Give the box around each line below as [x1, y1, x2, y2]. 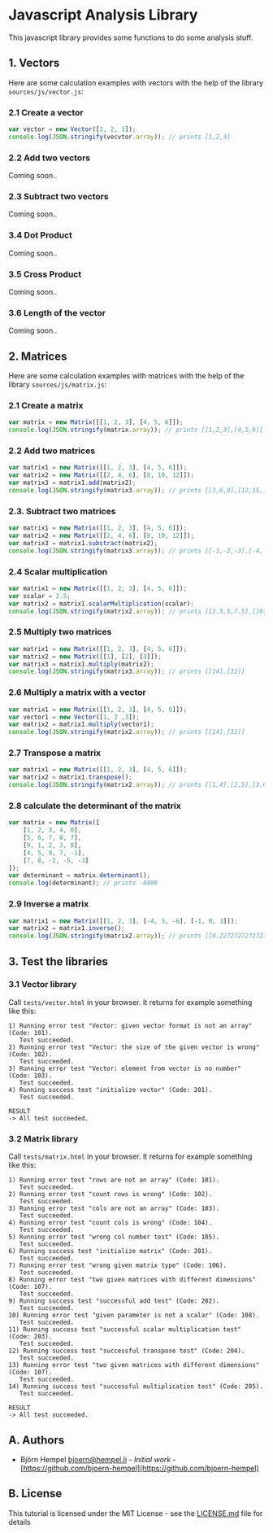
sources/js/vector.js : [8, 86, 84, 96]
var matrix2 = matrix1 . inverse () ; [8, 924, 126, 932]
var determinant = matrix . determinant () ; [8, 871, 151, 880]
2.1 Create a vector [8, 107, 84, 118]
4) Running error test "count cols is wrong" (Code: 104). [8, 1219, 213, 1227]
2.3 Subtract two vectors [8, 191, 109, 203]
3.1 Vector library [8, 979, 77, 990]
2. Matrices [8, 349, 67, 363]
